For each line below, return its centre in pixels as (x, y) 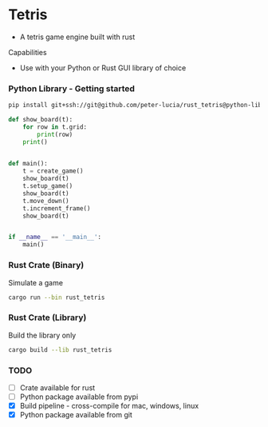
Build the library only (42, 335)
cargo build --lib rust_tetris (60, 349)
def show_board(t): (41, 120)
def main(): (28, 164)
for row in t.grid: (55, 127)
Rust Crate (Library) (47, 317)
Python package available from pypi (79, 397)
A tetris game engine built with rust (77, 37)
